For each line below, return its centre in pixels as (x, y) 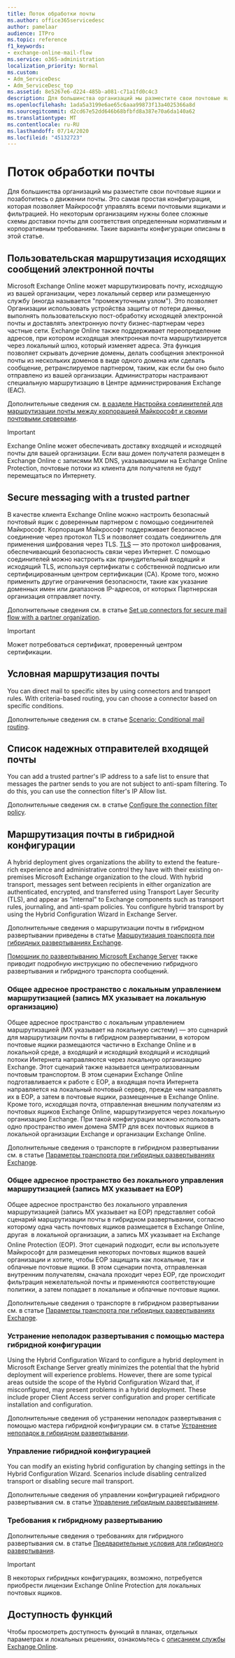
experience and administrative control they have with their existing (116, 870)
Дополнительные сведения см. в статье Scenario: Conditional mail (106, 719)
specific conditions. (36, 705)
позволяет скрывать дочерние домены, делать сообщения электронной (116, 353)
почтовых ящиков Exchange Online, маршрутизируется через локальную (116, 1112)
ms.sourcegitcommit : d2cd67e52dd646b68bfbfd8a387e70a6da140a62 (101, 111)
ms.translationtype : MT (42, 118)
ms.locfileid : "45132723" (45, 137)
